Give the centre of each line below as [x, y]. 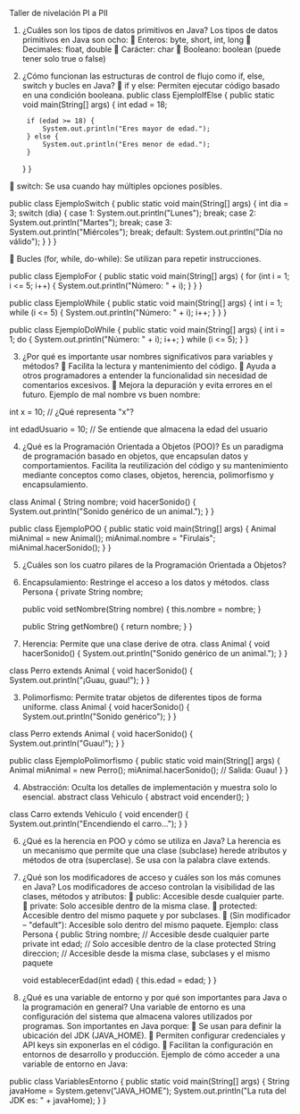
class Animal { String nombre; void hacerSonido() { [103, 502]
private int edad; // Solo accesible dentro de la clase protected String [149, 944]
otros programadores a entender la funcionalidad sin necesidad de [145, 376]
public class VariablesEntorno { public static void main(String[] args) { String [150, 1081]
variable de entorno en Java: [75, 1064]
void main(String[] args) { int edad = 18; [95, 105]
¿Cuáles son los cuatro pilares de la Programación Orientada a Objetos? [154, 565]
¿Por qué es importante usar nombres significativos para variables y [148, 356]
